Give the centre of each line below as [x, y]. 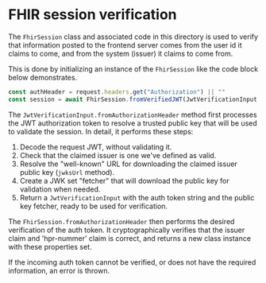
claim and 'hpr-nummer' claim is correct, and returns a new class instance [130, 238]
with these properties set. [50, 246]
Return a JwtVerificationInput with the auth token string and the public [137, 197]
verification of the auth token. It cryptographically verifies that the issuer [127, 230]
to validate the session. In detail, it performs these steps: [101, 131]
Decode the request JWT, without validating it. [96, 147]
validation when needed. [60, 189]
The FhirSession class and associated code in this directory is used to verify [133, 37]
